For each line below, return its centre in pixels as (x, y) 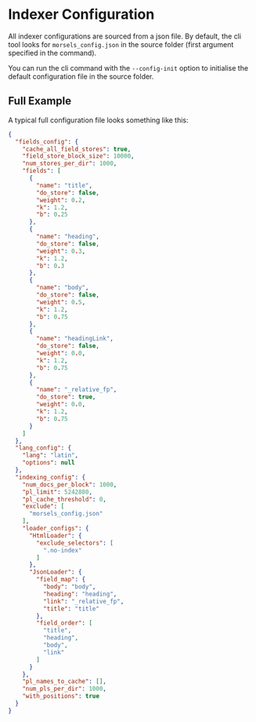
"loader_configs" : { (56, 528)
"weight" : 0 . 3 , (61, 251)
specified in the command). (52, 53)
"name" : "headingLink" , (75, 339)
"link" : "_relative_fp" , (83, 601)
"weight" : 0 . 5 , (61, 302)
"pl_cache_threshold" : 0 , (65, 499)
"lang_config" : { (43, 448)
